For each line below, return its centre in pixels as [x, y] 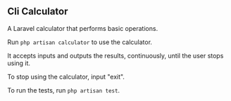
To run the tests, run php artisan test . [64, 90]
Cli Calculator [38, 12]
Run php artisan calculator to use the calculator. [80, 42]
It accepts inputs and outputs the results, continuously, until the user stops [115, 55]
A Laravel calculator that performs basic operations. [83, 28]
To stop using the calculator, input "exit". [66, 76]
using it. [19, 63]
